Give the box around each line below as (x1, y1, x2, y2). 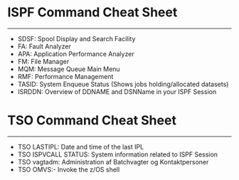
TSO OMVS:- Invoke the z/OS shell (17, 165, 120, 174)
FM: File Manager (17, 57, 70, 65)
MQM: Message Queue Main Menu (17, 65, 120, 73)
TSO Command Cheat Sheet (7, 112, 176, 129)
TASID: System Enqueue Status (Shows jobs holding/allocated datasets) (17, 80, 229, 88)
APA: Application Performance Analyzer (17, 49, 134, 58)
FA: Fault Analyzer (17, 42, 71, 51)
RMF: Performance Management (17, 72, 114, 80)
